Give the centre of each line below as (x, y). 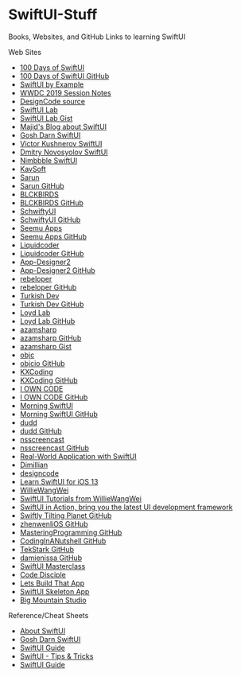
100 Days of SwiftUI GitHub (64, 76)
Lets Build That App (52, 583)
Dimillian (34, 465)
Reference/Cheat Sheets (49, 615)
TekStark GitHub (47, 549)
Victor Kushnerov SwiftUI (61, 143)
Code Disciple (43, 574)
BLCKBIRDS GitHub (51, 202)
